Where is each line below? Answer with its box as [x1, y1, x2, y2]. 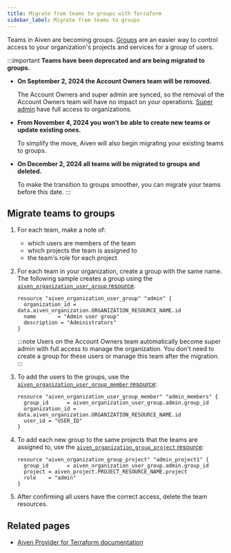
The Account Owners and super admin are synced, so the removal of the [17, 90, 225, 99]
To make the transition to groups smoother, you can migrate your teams [17, 180, 221, 188]
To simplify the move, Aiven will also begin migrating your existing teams [17, 139, 224, 147]
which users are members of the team [27, 239, 136, 248]
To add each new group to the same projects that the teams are [17, 436, 198, 444]
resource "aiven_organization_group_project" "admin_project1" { [17, 456, 209, 463]
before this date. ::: [17, 188, 71, 196]
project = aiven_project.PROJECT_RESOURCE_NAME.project [23, 468, 188, 476]
